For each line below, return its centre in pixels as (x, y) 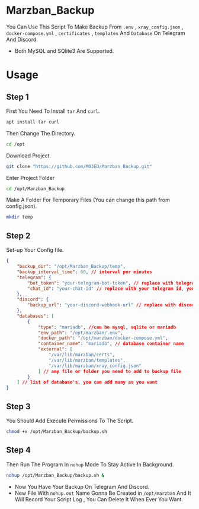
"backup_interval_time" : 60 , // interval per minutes (84, 272)
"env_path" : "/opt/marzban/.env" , (80, 333)
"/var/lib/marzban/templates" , (87, 360)
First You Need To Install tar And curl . (53, 111)
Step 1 (18, 97)
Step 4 (19, 450)
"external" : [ (55, 349)
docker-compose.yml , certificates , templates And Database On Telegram (96, 33)
